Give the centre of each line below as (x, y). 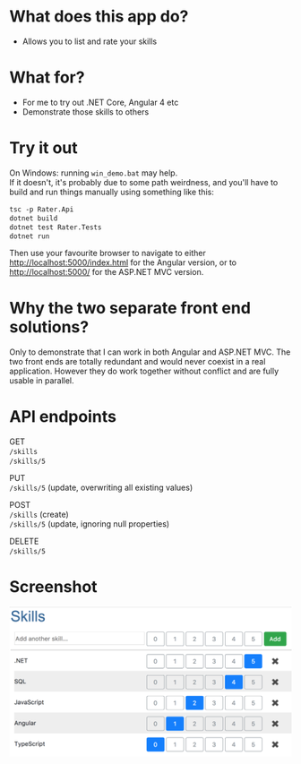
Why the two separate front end (130, 308)
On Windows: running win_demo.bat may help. (94, 173)
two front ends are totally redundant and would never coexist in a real (138, 361)
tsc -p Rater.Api (42, 209)
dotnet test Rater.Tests (56, 227)
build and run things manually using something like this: (112, 192)
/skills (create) (39, 514)
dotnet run (30, 236)
